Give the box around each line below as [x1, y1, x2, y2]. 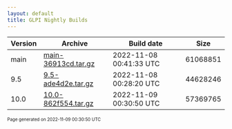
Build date [128, 39, 163, 48]
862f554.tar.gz [43, 98, 94, 108]
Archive [61, 39, 88, 48]
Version [10, 39, 37, 48]
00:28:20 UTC [113, 79, 160, 88]
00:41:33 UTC [113, 59, 160, 68]
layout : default [7, 10, 54, 17]
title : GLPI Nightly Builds [7, 17, 88, 23]
